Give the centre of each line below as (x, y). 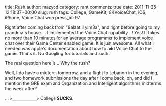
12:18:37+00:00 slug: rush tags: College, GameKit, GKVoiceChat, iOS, (76, 12)
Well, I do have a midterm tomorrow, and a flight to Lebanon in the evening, (82, 73)
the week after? (21, 88)
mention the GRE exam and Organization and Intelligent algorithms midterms (83, 83)
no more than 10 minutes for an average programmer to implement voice (79, 38)
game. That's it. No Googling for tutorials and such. (57, 53)
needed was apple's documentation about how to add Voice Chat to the (79, 48)
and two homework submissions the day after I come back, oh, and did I (79, 78)
